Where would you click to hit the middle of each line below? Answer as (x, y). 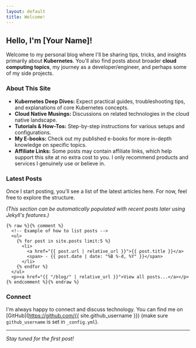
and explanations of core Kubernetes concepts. (71, 107)
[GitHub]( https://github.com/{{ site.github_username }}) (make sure (87, 316)
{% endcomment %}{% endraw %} (43, 282)
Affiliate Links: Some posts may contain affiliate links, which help (93, 151)
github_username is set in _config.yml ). (52, 322)
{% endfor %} (32, 267)
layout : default (26, 11)
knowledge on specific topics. (51, 144)
